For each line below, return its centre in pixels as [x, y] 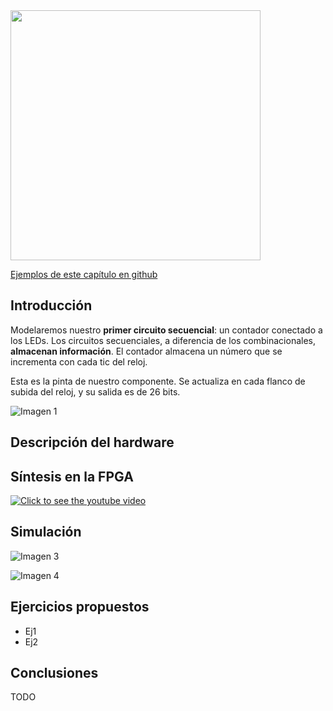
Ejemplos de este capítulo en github [84, 274]
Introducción [51, 305]
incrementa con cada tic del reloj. [79, 361]
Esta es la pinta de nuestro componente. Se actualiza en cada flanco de [158, 381]
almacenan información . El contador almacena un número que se [146, 351]
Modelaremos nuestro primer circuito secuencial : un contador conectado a [166, 330]
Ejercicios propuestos [80, 607]
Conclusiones [54, 673]
